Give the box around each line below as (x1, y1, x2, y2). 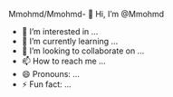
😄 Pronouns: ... (21, 69, 81, 79)
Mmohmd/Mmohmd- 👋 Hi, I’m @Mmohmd (8, 9, 165, 19)
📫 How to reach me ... (21, 55, 106, 66)
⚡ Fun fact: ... (21, 79, 72, 90)
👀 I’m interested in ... (21, 26, 99, 36)
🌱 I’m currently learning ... (21, 36, 119, 46)
